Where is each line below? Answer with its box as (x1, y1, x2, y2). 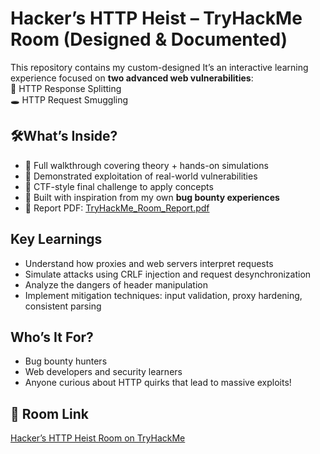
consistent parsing (24, 300, 102, 312)
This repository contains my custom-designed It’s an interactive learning (10, 61, 309, 73)
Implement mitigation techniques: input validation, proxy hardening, (24, 289, 303, 301)
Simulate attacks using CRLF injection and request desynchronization (24, 268, 312, 280)
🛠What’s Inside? (10, 128, 118, 145)
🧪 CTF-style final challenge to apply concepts (24, 180, 214, 192)
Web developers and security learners (24, 366, 183, 378)
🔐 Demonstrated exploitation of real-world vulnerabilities (24, 170, 258, 182)
